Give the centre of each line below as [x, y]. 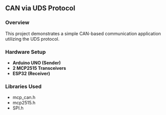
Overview [17, 23]
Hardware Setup [26, 52]
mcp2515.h [24, 103]
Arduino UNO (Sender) [37, 63]
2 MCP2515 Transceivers [39, 68]
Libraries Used [23, 86]
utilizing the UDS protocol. [32, 39]
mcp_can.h [24, 97]
